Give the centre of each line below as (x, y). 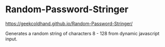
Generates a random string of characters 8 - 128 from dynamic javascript (82, 33)
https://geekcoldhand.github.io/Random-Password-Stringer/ (69, 24)
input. (12, 39)
